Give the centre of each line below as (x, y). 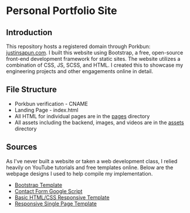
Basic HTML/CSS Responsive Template (62, 197)
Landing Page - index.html (46, 110)
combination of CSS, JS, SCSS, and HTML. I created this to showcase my (95, 65)
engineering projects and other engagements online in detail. (80, 71)
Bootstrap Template (38, 185)
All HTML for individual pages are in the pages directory (82, 116)
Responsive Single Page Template (55, 204)
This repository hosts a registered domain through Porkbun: (78, 46)
